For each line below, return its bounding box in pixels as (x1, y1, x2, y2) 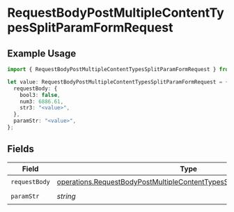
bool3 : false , (19, 91, 61, 98)
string (56, 192, 77, 202)
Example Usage (7, 47, 77, 59)
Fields (7, 143, 35, 155)
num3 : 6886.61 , (19, 98, 64, 105)
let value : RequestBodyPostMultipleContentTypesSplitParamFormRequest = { (7, 78, 229, 85)
